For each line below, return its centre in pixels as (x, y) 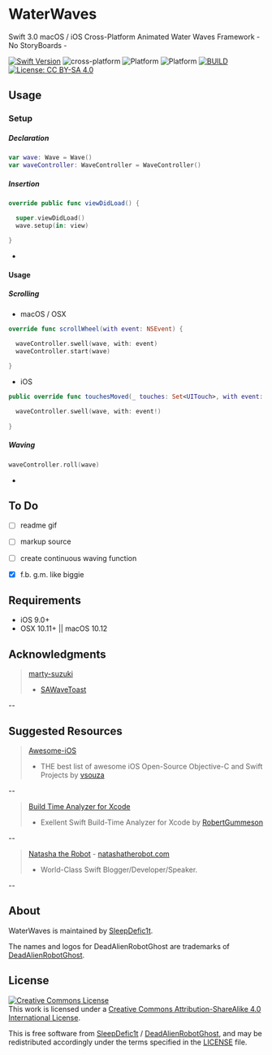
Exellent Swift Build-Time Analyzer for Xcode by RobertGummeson (152, 822)
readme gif (39, 525)
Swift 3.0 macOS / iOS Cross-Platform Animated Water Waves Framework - (134, 37)
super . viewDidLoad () (50, 218)
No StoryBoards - (38, 45)
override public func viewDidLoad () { (74, 203)
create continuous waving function (78, 558)
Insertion (24, 183)
